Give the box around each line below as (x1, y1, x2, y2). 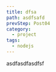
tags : (6, 37, 20, 43)
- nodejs (12, 43, 34, 49)
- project (12, 32, 37, 38)
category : (6, 26, 32, 32)
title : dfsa (6, 9, 37, 15)
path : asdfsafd (6, 15, 45, 21)
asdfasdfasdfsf (6, 59, 44, 67)
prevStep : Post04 (6, 20, 51, 26)
